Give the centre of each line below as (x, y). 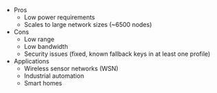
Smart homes (43, 83)
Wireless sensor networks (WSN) (71, 69)
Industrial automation (54, 76)
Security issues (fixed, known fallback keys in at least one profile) (117, 54)
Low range (39, 39)
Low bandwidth (46, 46)
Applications (31, 61)
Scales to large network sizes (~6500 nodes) (88, 24)
